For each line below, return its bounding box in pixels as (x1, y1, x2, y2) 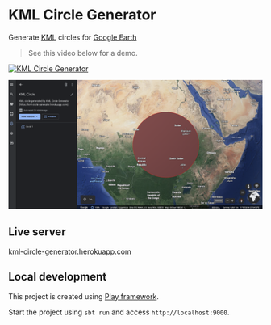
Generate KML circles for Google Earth (8, 32, 137, 42)
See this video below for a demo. (27, 48, 139, 57)
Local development (8, 270, 107, 284)
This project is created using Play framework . (8, 291, 160, 301)
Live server (8, 225, 66, 239)
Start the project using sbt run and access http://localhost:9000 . (8, 307, 230, 317)
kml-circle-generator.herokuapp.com (8, 247, 131, 256)
